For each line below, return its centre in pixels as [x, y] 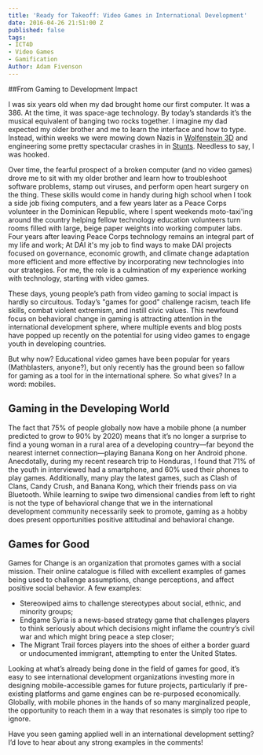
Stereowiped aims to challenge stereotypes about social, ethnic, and [130, 603]
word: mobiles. [32, 384]
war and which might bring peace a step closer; [97, 637]
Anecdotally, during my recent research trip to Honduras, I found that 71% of [132, 461]
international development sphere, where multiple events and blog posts [125, 326]
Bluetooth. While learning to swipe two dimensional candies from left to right [132, 494]
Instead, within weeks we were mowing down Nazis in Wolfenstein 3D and [128, 138]
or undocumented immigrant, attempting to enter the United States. [128, 654]
